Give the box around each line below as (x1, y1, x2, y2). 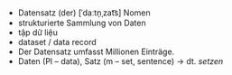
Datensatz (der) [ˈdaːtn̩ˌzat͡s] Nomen (17, 7, 151, 18)
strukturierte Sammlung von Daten (17, 17, 146, 28)
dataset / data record (17, 37, 97, 47)
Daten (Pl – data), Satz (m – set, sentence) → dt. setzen (17, 56, 224, 66)
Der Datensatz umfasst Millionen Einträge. (17, 46, 175, 57)
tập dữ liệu (17, 27, 59, 38)
